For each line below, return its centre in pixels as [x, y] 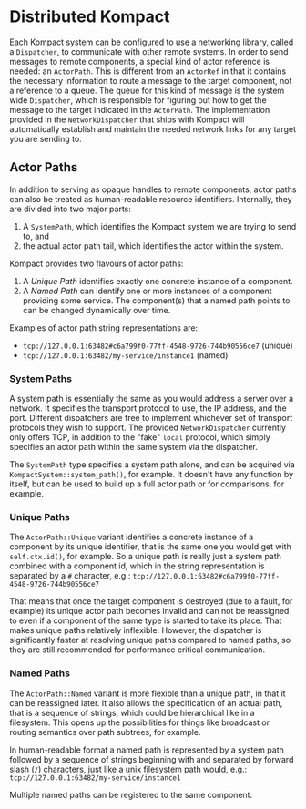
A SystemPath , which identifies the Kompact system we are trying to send [159, 226]
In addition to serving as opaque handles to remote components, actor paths [153, 189]
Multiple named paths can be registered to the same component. [131, 794]
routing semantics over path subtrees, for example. [105, 732]
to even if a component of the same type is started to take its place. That [146, 620]
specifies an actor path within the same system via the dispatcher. [133, 447]
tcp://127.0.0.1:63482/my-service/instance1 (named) [125, 355]
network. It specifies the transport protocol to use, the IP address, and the [148, 408]
